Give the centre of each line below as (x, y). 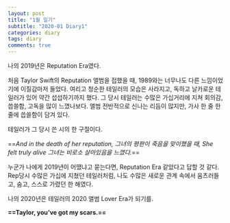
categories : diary (34, 33)
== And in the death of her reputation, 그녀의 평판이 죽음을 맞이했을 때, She (111, 144)
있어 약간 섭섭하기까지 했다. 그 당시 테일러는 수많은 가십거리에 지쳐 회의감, (124, 97)
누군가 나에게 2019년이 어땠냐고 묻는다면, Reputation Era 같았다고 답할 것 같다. (114, 167)
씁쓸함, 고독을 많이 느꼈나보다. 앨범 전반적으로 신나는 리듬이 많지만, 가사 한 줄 (111, 106)
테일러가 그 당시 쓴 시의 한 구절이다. (55, 129)
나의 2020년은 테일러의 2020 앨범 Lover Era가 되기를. (81, 199)
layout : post (26, 13)
